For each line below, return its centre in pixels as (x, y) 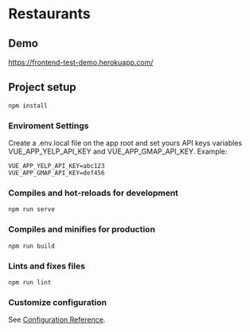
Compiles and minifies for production (82, 229)
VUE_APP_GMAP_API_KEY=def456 (57, 173)
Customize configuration (58, 302)
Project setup (43, 87)
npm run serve (32, 209)
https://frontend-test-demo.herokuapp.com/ (81, 62)
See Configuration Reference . (57, 320)
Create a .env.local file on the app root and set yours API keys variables (125, 143)
